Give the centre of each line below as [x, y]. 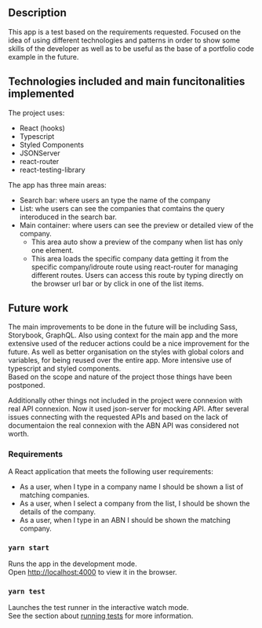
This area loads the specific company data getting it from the [130, 258]
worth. [18, 434]
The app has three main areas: [58, 184]
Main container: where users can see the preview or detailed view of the [136, 225]
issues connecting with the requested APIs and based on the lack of [118, 417]
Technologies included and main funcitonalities [127, 82]
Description [37, 13]
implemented [41, 94]
